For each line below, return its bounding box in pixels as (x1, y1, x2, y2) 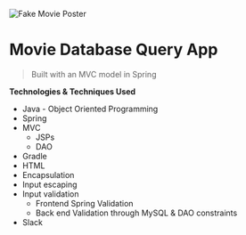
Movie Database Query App (9, 40, 218, 60)
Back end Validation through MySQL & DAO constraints (35, 207, 238, 218)
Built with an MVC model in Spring (30, 69, 157, 79)
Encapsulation (21, 169, 75, 180)
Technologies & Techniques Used (9, 85, 136, 97)
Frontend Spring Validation (35, 198, 134, 208)
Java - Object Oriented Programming (21, 103, 159, 114)
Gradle (21, 150, 47, 161)
